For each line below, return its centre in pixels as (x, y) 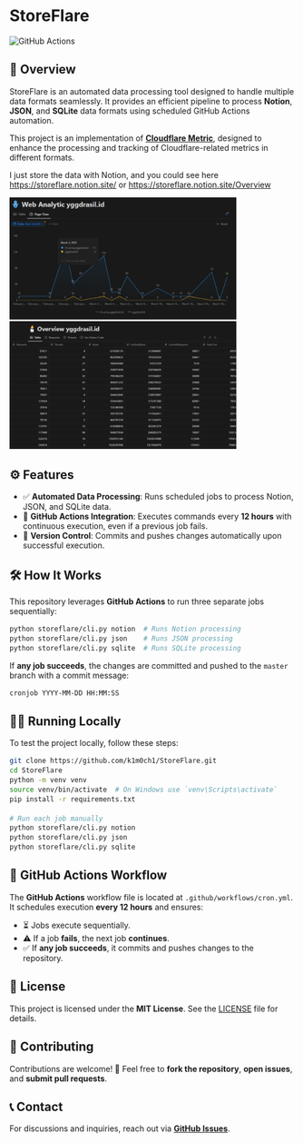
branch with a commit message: (69, 675)
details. (23, 1018)
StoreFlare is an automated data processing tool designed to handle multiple (152, 91)
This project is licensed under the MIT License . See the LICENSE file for (144, 1009)
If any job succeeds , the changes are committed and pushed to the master (149, 665)
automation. (32, 120)
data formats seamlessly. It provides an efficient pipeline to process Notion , (151, 101)
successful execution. (64, 545)
